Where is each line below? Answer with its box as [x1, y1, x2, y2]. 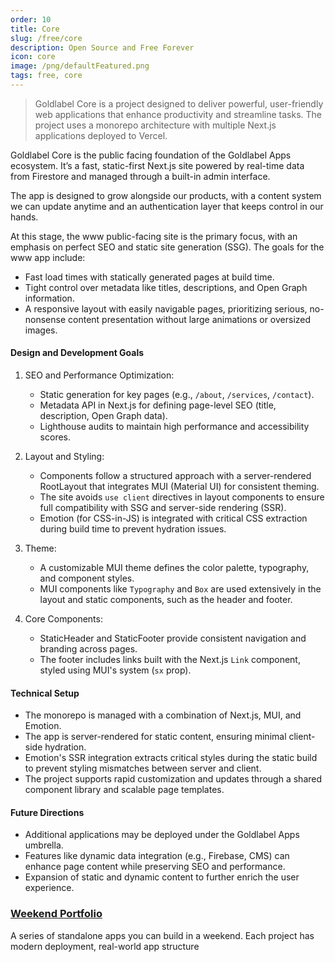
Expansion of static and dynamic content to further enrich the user [24, 871, 300, 883]
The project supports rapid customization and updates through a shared [24, 773, 323, 785]
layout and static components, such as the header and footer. [39, 594, 293, 606]
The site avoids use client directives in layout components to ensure [39, 491, 325, 503]
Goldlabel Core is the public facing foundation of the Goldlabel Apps [10, 149, 292, 161]
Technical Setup [10, 687, 80, 699]
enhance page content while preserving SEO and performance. [24, 861, 286, 873]
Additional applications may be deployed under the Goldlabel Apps [24, 829, 300, 841]
